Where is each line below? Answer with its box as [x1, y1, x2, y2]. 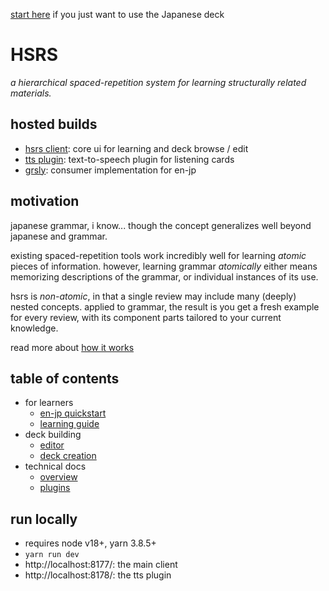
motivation [10, 193, 80, 210]
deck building [24, 429, 82, 441]
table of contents [10, 370, 120, 387]
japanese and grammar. [10, 230, 108, 242]
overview [39, 471, 78, 483]
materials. [10, 87, 52, 99]
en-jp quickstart [39, 407, 107, 419]
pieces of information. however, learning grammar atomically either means [10, 260, 318, 272]
